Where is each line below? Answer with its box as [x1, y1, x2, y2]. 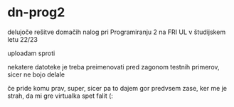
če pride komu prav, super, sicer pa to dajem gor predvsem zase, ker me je [7, 84, 228, 92]
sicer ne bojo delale [7, 70, 65, 79]
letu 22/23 [7, 35, 38, 43]
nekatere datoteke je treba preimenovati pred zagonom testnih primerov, [7, 62, 220, 71]
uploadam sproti [7, 49, 55, 57]
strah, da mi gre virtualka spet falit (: [7, 91, 114, 100]
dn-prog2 [7, 4, 65, 21]
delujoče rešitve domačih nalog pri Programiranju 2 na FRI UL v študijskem [7, 28, 226, 36]
